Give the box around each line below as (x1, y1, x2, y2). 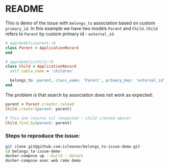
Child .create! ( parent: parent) (5, 106, 72, 111)
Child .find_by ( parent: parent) (5, 120, 72, 125)
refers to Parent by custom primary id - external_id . (5, 31, 115, 37)
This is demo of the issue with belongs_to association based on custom (5, 20, 156, 26)
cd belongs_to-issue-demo (5, 149, 60, 154)
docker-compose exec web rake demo (5, 158, 81, 163)
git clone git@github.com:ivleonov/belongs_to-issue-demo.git (5, 144, 140, 149)
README (5, 3, 44, 15)
